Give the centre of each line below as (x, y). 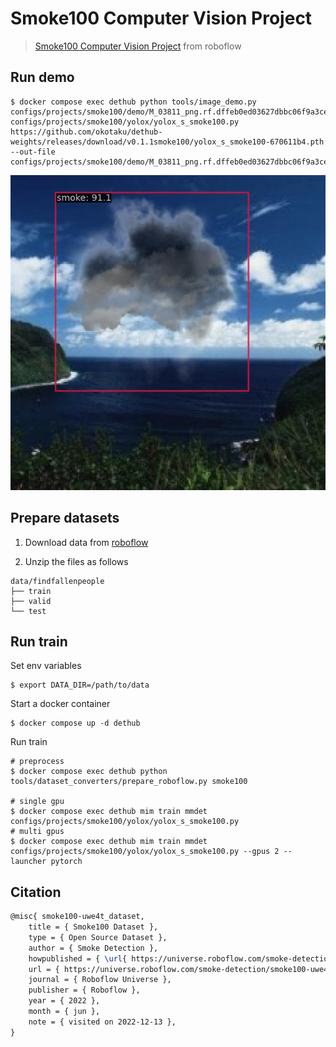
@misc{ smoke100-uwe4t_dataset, (77, 917)
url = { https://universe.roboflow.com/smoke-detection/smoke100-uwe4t (180, 969)
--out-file (33, 152)
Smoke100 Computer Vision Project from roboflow (138, 46)
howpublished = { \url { (78, 958)
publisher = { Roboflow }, (84, 990)
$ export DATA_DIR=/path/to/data (80, 685)
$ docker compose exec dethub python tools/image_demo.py (133, 102)
